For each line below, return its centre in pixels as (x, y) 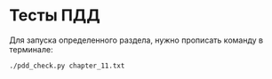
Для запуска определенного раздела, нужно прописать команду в (136, 40)
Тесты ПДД (55, 16)
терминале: (31, 49)
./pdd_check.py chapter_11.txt (67, 66)
